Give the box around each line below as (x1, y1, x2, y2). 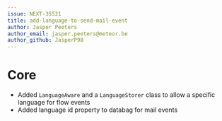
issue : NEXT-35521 (7, 10, 62, 18)
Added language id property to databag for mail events (17, 105, 178, 114)
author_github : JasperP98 (7, 37, 83, 44)
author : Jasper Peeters (7, 23, 78, 30)
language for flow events (17, 98, 90, 107)
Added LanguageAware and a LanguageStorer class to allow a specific (17, 91, 216, 99)
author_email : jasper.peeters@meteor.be (7, 30, 129, 38)
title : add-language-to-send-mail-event (7, 17, 129, 24)
